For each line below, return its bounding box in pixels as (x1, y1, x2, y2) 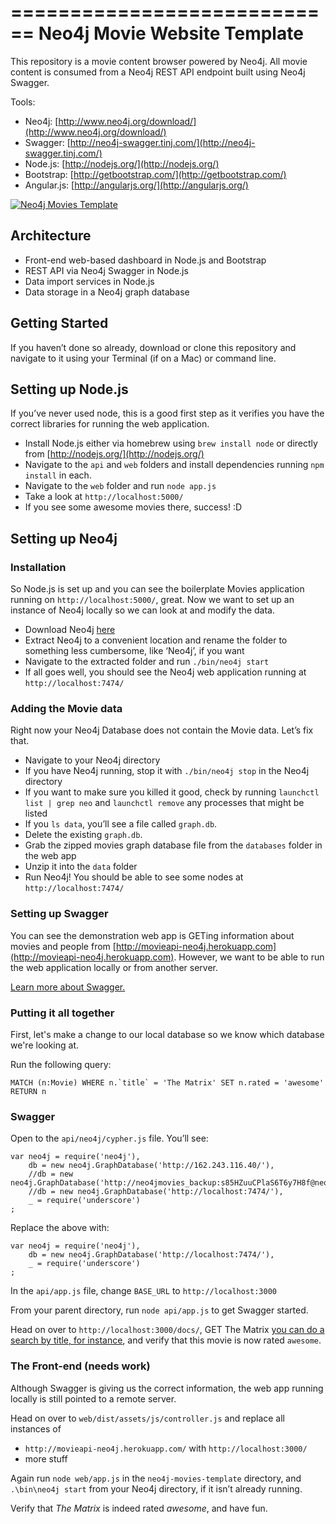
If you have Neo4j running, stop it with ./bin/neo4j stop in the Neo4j (24, 765, 310, 777)
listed (24, 807, 48, 820)
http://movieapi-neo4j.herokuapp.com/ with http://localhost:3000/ (24, 1442, 308, 1454)
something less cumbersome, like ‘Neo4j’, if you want (24, 645, 245, 657)
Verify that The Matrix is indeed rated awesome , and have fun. (10, 1502, 268, 1514)
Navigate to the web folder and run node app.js (24, 480, 217, 492)
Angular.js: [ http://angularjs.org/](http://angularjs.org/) (24, 179, 249, 191)
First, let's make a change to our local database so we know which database (10, 1028, 325, 1040)
